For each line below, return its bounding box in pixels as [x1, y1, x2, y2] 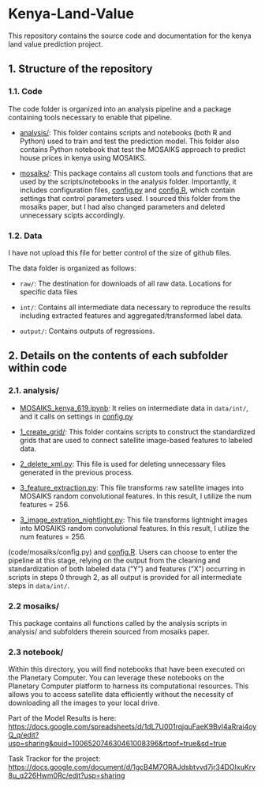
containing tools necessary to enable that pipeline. [8, 112, 172, 122]
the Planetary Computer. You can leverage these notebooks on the [8, 673, 225, 683]
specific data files [19, 286, 78, 297]
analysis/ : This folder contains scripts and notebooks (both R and [19, 127, 232, 137]
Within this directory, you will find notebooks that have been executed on [8, 665, 246, 674]
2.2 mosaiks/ [8, 600, 60, 612]
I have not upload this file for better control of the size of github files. [8, 248, 232, 257]
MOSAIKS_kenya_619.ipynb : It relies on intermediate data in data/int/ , [19, 403, 248, 412]
